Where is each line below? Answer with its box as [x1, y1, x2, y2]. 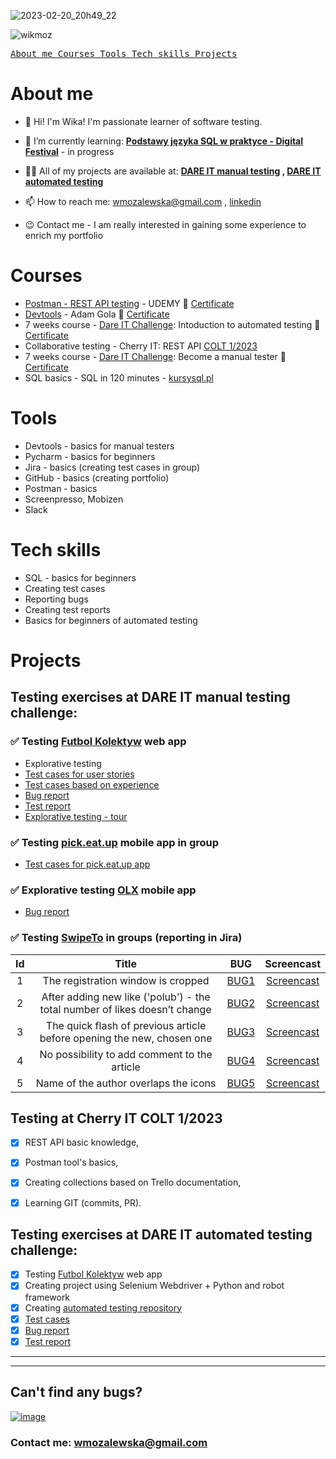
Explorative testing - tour [24, 810, 128, 822]
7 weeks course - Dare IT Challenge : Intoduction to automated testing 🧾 [24, 318, 321, 330]
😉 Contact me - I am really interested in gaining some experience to [24, 218, 307, 230]
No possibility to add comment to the [39, 1047, 213, 1061]
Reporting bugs [24, 593, 89, 605]
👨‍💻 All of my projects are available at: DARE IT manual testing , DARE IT [24, 165, 322, 177]
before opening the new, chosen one [39, 1031, 213, 1045]
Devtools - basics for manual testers [24, 440, 175, 452]
